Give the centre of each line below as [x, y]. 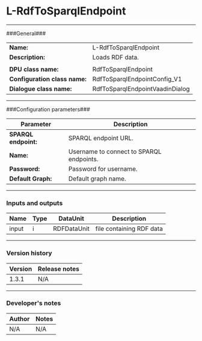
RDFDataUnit [72, 229]
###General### [26, 33]
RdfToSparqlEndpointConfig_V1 [137, 79]
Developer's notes [34, 303]
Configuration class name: [48, 79]
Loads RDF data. [116, 57]
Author [20, 319]
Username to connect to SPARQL [115, 152]
